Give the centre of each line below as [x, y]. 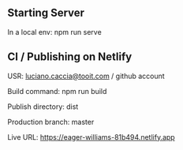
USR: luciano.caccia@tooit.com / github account [86, 76]
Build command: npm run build [57, 91]
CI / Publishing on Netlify [70, 57]
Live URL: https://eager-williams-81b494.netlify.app [91, 137]
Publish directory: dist [43, 107]
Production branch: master [51, 122]
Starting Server [46, 13]
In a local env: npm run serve [54, 32]
